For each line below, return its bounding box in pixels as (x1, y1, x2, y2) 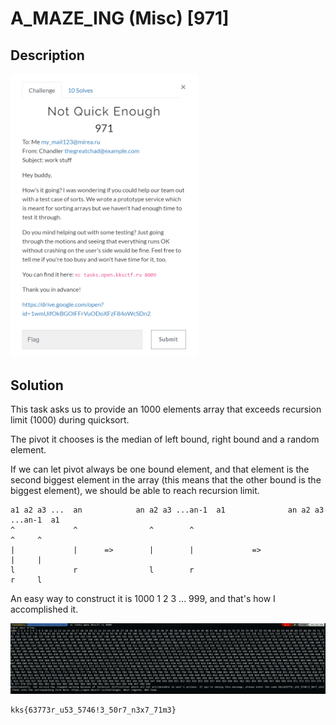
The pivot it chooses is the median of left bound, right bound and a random (10, 433, 320, 446)
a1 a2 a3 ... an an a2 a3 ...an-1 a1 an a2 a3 (10, 505, 325, 516)
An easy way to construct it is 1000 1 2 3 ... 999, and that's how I (10, 593, 276, 605)
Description (10, 47, 85, 64)
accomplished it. (10, 603, 79, 616)
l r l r (10, 565, 195, 576)
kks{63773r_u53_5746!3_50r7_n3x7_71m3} (10, 705, 177, 716)
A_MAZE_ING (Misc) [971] (10, 7, 230, 30)
